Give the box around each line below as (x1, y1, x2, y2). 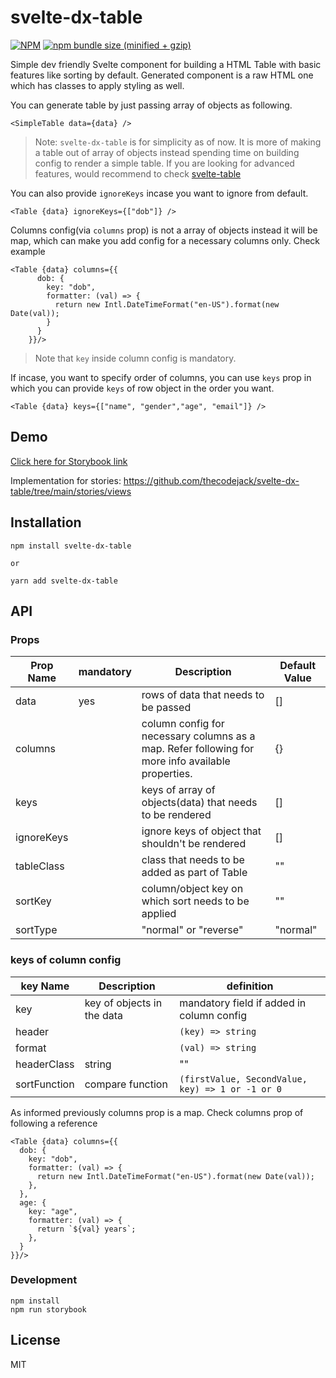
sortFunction (15, 1077, 75, 1091)
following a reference (10, 1117, 98, 1129)
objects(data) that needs (141, 796, 258, 810)
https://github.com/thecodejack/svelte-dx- (123, 474, 300, 486)
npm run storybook (10, 1304, 87, 1315)
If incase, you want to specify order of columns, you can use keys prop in (10, 371, 312, 383)
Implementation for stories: (10, 474, 122, 486)
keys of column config (10, 953, 122, 967)
